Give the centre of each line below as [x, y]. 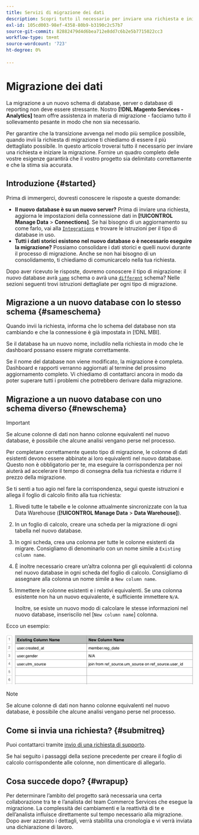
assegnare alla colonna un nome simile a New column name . [86, 579]
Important [18, 423]
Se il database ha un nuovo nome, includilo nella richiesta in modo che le [95, 344]
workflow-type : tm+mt [33, 38]
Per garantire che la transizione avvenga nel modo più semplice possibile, [96, 133]
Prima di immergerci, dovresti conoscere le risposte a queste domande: [93, 198]
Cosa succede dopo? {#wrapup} [67, 781]
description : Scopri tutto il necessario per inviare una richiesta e [95, 19]
